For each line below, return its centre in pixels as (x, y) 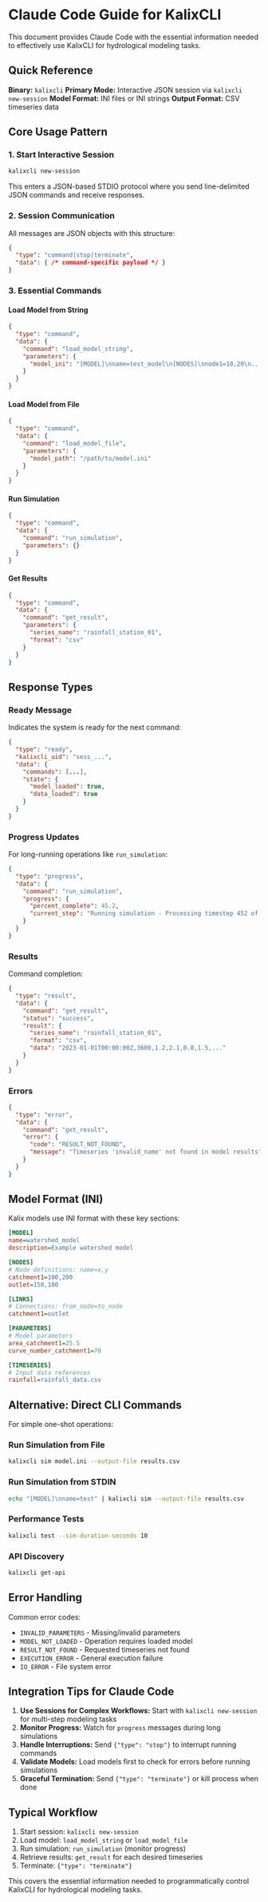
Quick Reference (51, 71)
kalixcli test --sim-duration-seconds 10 (78, 1536)
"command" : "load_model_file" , (75, 443)
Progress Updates (44, 837)
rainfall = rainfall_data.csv (55, 1380)
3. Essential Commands (55, 291)
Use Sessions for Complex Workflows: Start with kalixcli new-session (138, 1711)
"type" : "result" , (46, 996)
